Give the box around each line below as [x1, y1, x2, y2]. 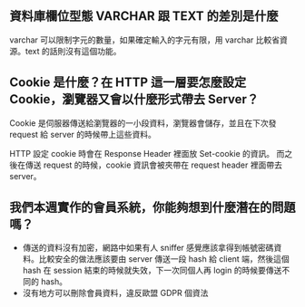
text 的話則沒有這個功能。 [25, 45, 122, 56]
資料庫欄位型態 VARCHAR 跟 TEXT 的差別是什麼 [9, 8, 279, 24]
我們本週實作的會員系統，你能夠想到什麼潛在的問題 [9, 200, 296, 216]
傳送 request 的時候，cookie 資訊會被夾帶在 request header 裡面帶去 [25, 159, 283, 170]
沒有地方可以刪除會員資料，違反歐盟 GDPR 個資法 [22, 288, 209, 299]
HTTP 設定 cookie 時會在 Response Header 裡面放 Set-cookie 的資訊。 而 [9, 148, 285, 158]
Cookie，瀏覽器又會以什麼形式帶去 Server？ [9, 91, 260, 107]
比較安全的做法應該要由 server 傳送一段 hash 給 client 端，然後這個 [38, 254, 290, 264]
